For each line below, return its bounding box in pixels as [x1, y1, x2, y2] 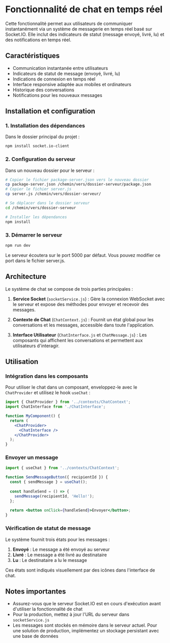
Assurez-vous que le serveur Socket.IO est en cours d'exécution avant [12, 601, 161, 607]
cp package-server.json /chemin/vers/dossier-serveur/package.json [5, 182, 152, 187]
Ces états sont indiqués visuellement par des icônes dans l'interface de [5, 567, 155, 573]
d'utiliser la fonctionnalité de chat [12, 606, 83, 612]
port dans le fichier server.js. [5, 258, 66, 264]
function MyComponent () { [5, 414, 60, 419]
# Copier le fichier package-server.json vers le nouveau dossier [5, 177, 149, 182]
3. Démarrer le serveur [5, 231, 63, 238]
